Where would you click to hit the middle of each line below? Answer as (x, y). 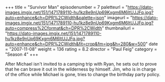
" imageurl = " (118, 18)
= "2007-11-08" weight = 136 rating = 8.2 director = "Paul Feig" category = (81, 49)
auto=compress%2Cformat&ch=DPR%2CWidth (54, 28)
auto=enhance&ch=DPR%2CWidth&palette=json (55, 18)
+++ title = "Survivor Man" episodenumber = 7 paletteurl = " (66, 7)
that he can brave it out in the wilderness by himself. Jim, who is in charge (81, 69)
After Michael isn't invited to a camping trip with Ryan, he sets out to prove (81, 64)
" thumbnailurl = (118, 28)
